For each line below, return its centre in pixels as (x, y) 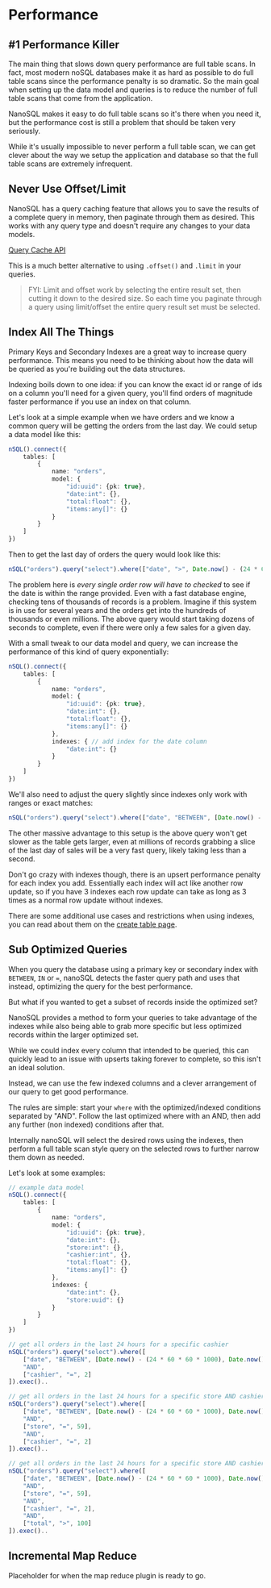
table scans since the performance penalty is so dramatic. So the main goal (134, 81)
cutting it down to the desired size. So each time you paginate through (145, 298)
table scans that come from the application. (81, 98)
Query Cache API (37, 250)
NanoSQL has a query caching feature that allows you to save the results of (134, 208)
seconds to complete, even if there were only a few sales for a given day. (130, 627)
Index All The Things (61, 332)
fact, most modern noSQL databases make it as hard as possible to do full (131, 73)
